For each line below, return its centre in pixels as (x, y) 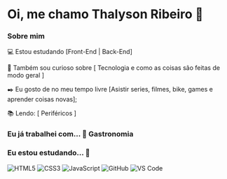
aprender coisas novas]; (42, 99)
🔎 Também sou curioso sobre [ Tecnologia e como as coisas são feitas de (114, 68)
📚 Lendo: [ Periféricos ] (42, 113)
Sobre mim (26, 36)
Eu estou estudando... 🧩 (49, 153)
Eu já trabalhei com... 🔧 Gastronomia (70, 134)
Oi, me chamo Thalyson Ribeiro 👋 (105, 14)
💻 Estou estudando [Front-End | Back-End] (70, 52)
